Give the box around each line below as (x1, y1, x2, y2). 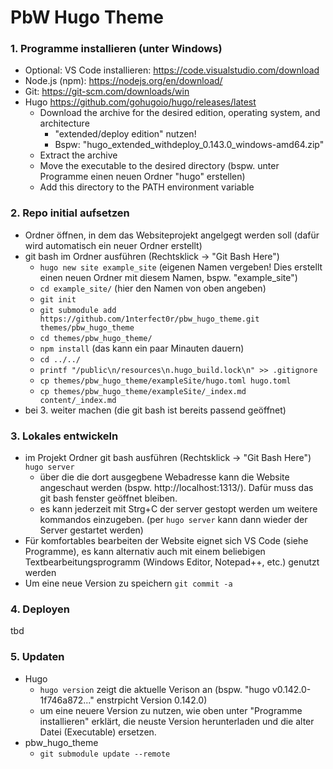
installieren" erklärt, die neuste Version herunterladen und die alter (39, 715, 315, 727)
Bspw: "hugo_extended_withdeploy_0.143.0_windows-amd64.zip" (54, 139, 325, 151)
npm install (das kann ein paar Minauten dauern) (39, 342, 245, 354)
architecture (39, 117, 90, 130)
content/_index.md (39, 395, 117, 405)
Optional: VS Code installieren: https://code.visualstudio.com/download (24, 64, 320, 76)
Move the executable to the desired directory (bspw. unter (39, 160, 280, 172)
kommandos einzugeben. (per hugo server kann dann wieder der (39, 514, 308, 526)
